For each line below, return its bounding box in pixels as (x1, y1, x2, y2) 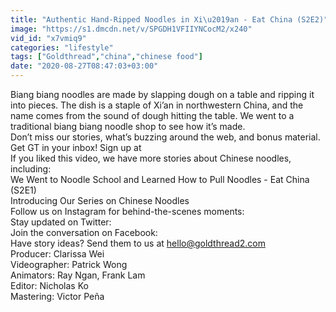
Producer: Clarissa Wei (10, 248, 105, 260)
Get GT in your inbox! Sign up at (10, 142, 142, 153)
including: (10, 163, 52, 175)
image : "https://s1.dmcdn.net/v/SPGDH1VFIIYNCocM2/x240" (10, 24, 253, 34)
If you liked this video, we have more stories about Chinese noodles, (10, 152, 292, 164)
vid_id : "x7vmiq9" (10, 33, 87, 43)
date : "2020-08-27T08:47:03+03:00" (10, 61, 159, 71)
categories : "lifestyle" (10, 42, 114, 53)
